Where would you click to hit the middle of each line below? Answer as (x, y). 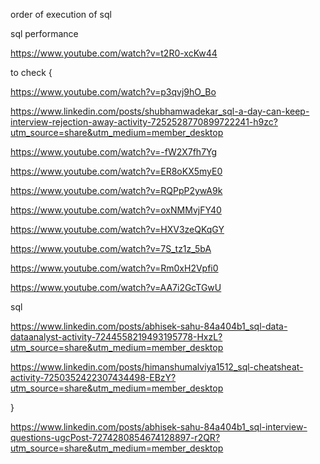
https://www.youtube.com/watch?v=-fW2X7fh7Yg (114, 152)
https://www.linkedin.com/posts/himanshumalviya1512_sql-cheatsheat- (157, 367)
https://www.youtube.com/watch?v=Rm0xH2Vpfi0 (114, 268)
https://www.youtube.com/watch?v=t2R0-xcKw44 (114, 53)
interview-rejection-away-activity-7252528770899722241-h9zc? (144, 122)
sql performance (44, 33)
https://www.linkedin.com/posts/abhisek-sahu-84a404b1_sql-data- (149, 326)
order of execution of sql (61, 14)
